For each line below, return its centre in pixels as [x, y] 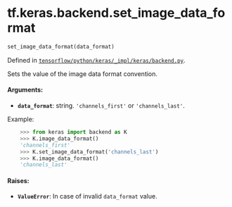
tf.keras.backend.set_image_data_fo [116, 13]
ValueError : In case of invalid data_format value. [87, 196]
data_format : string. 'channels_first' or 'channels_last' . [101, 106]
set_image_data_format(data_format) [61, 46]
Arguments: [25, 90]
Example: [21, 119]
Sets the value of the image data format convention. [83, 74]
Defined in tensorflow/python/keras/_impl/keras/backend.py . [96, 60]
